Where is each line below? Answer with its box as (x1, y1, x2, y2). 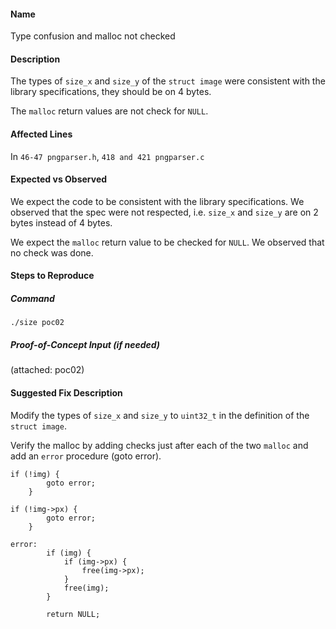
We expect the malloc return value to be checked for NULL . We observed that (10, 236, 325, 248)
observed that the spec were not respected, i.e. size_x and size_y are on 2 (10, 206, 319, 218)
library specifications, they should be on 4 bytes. (10, 86, 212, 98)
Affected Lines (10, 128, 73, 140)
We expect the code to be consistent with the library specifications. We (10, 195, 305, 207)
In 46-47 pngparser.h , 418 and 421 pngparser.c (10, 150, 205, 162)
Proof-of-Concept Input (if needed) (10, 338, 161, 350)
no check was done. (10, 246, 94, 259)
